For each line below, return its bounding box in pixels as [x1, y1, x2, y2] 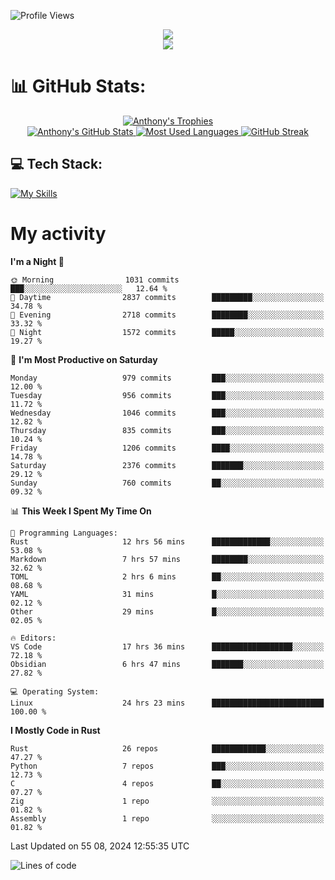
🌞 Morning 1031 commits [10, 275, 180, 285]
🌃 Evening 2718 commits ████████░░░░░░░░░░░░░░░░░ [10, 310, 325, 320]
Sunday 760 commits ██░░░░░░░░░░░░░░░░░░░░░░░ [10, 478, 325, 488]
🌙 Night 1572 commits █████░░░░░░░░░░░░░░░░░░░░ [10, 327, 325, 337]
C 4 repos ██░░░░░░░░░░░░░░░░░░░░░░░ [10, 778, 325, 789]
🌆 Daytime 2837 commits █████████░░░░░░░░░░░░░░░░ [10, 292, 325, 302]
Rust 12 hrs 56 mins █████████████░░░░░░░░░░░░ [10, 536, 325, 547]
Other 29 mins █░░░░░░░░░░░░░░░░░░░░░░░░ [10, 606, 325, 617]
